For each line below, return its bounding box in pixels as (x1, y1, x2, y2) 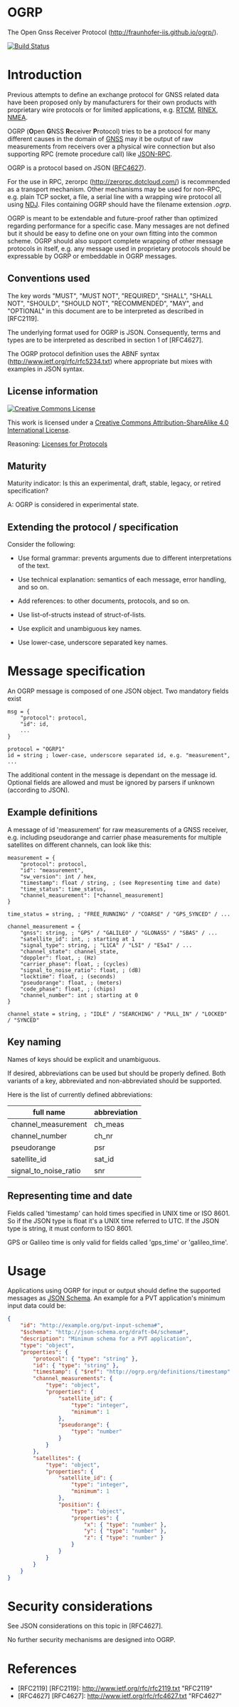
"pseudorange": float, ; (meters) (20, 979, 122, 986)
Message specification (7, 663, 146, 679)
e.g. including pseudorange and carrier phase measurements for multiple (7, 833, 222, 841)
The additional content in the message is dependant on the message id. (7, 771, 217, 779)
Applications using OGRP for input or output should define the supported (7, 1286, 221, 1295)
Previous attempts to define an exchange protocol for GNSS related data (7, 90, 219, 98)
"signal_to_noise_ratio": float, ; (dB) (20, 966, 142, 974)
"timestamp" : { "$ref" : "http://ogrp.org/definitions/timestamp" (33, 1368, 231, 1376)
